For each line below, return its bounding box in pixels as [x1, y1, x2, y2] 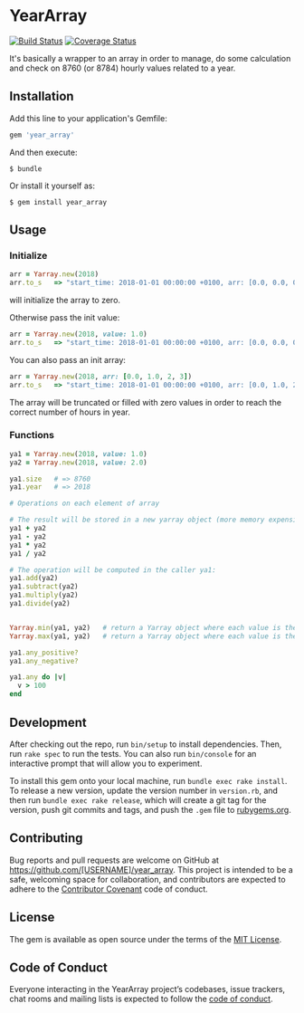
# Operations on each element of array [9, 499, 160, 508]
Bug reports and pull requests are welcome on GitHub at [9, 855, 220, 865]
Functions [9, 429, 54, 442]
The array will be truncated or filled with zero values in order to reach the [9, 397, 282, 407]
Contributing [9, 830, 83, 846]
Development [9, 714, 88, 730]
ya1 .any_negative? [9, 656, 79, 665]
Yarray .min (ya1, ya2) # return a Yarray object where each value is [9, 623, 281, 632]
